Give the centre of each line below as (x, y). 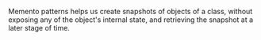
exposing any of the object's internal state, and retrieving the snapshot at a (131, 20)
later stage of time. (39, 28)
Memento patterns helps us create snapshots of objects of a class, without (130, 11)
